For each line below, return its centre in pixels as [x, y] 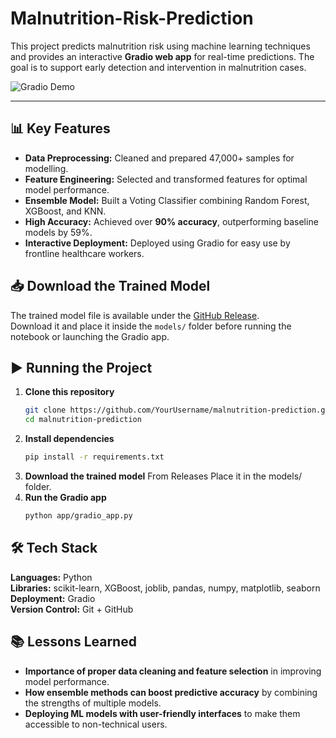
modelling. [46, 168]
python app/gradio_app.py [78, 516]
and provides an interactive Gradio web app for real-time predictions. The [162, 56]
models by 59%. [58, 232]
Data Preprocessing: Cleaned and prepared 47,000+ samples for [159, 158]
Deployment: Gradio [53, 598]
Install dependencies [69, 439]
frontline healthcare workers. [84, 253]
